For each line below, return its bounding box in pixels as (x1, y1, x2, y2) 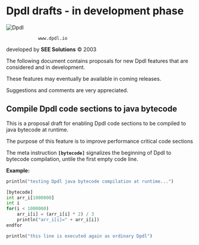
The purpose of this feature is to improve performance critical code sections (6, 137, 193, 145)
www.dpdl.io (37, 35, 68, 41)
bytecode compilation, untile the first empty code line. (6, 155, 138, 162)
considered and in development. (6, 64, 86, 71)
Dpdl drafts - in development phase (6, 4, 184, 18)
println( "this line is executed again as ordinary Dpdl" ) (6, 233, 153, 239)
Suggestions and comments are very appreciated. (6, 86, 129, 93)
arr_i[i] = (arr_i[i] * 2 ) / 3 (17, 211, 94, 218)
